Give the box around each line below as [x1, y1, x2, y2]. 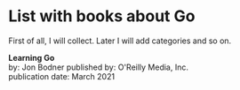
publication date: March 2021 [8, 71, 116, 81]
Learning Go [8, 52, 55, 63]
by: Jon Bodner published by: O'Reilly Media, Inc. [8, 62, 188, 72]
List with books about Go [8, 6, 196, 26]
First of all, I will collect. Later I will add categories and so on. [8, 35, 232, 46]
